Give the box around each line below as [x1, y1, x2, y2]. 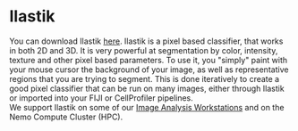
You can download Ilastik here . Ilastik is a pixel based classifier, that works [9, 36, 284, 46]
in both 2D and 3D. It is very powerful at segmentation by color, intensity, [9, 45, 278, 55]
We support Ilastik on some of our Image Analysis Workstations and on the [9, 102, 285, 112]
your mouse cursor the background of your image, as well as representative [9, 64, 289, 75]
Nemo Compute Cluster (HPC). [9, 111, 123, 122]
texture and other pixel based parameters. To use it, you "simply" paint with [9, 54, 288, 65]
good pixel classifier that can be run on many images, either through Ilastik [9, 83, 285, 94]
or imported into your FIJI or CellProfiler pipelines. [9, 92, 194, 103]
